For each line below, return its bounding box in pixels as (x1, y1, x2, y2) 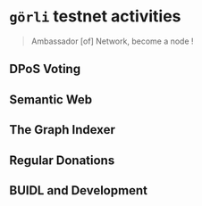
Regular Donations (9, 152, 115, 168)
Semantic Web (9, 92, 92, 107)
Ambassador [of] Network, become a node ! (30, 36, 194, 46)
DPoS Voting (9, 62, 81, 77)
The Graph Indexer (9, 122, 116, 137)
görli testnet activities (9, 6, 181, 27)
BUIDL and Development (9, 183, 147, 198)
